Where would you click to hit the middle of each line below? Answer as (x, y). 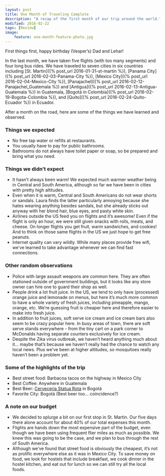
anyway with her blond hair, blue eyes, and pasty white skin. (73, 211)
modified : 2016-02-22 (27, 23)
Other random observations (39, 266)
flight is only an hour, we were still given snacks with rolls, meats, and (82, 221)
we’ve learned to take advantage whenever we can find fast (73, 248)
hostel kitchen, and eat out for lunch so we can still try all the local (79, 464)
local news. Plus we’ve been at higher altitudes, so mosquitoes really (82, 349)
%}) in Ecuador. (39, 102)
